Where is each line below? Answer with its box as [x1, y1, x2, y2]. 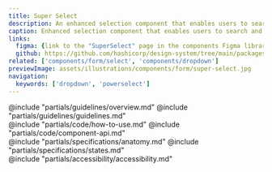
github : [15, 49, 42, 58]
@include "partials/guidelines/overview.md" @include [8, 102, 189, 112]
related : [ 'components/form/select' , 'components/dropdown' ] [8, 58, 219, 66]
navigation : [8, 72, 49, 80]
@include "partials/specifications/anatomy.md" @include [8, 136, 199, 146]
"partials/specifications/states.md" [8, 145, 125, 155]
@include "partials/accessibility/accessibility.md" [8, 153, 173, 163]
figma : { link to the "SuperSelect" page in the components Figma [15, 42, 241, 50]
